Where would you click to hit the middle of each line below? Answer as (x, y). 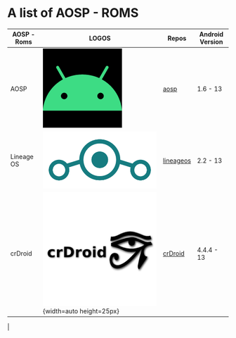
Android (211, 35)
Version (211, 42)
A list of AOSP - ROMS (73, 13)
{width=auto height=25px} (81, 311)
